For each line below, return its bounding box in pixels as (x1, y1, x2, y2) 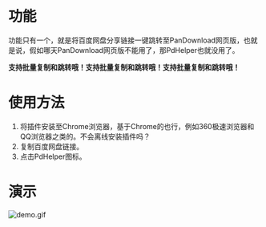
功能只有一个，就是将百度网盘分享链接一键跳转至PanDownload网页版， (8, 35, 244, 45)
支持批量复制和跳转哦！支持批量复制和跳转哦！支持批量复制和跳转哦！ (8, 62, 240, 72)
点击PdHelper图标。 (19, 152, 87, 161)
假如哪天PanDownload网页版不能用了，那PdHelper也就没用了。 (29, 45, 240, 55)
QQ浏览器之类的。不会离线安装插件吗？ (19, 132, 151, 141)
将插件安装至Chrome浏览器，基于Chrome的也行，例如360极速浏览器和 (19, 121, 255, 131)
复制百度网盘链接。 (19, 141, 84, 151)
